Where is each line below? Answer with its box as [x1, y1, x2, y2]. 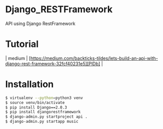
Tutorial [5, 38, 39, 50]
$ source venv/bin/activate [5, 100, 65, 105]
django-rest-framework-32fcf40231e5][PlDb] [5, 60, 100, 67]
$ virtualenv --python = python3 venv [5, 95, 83, 100]
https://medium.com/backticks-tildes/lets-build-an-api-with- [30, 55, 158, 61]
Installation [5, 79, 54, 90]
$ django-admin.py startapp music [5, 119, 79, 124]
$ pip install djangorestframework [5, 110, 81, 115]
